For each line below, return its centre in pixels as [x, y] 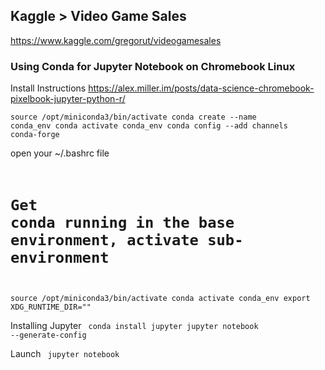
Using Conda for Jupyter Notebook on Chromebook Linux [153, 66]
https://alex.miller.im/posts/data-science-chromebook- [201, 88]
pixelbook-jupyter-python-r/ [68, 99]
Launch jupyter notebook [65, 354]
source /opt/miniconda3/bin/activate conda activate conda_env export [160, 299]
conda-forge [35, 135]
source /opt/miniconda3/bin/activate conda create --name [133, 117]
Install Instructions [48, 88]
